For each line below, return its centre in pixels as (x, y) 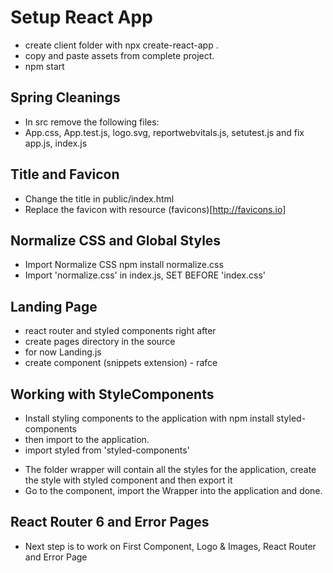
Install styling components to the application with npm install (149, 418)
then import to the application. (87, 439)
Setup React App (81, 17)
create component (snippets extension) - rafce (121, 363)
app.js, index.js (56, 143)
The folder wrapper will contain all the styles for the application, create (170, 469)
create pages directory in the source (100, 342)
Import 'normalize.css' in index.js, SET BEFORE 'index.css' (145, 275)
